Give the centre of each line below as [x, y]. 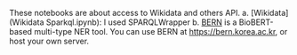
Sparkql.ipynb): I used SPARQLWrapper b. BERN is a [141, 22]
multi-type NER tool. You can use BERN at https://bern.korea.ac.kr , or [161, 31]
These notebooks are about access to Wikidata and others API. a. [129, 13]
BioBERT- [256, 22]
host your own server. [49, 41]
